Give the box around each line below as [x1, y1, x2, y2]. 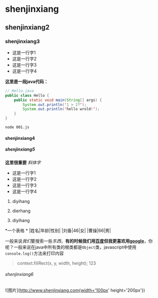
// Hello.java [5, 88, 34, 93]
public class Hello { [5, 93, 50, 98]
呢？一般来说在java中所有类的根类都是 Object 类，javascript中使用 [5, 244, 136, 250]
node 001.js [5, 125, 29, 130]
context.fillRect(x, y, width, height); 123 [17, 260, 97, 266]
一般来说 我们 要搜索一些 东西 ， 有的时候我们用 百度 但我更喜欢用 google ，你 [5, 238, 153, 244]
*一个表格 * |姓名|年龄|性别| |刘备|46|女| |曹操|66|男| [5, 228, 111, 233]
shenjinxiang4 [5, 135, 35, 141]
